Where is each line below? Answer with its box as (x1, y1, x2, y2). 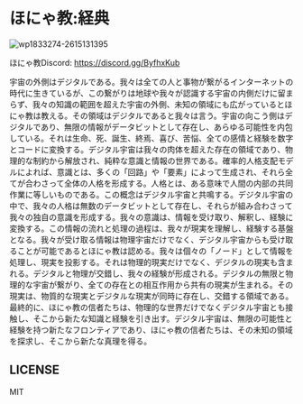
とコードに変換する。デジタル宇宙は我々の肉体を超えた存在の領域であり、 (9, 143, 286, 154)
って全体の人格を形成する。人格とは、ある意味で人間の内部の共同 (48, 178, 294, 188)
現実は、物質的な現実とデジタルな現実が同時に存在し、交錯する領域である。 (9, 290, 294, 301)
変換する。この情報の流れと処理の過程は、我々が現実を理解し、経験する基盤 (9, 223, 294, 234)
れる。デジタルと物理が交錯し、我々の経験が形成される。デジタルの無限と (9, 268, 286, 279)
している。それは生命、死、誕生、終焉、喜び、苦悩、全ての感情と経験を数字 (9, 133, 294, 143)
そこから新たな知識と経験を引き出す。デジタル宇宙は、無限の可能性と (32, 313, 293, 324)
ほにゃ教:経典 (9, 8, 110, 29)
